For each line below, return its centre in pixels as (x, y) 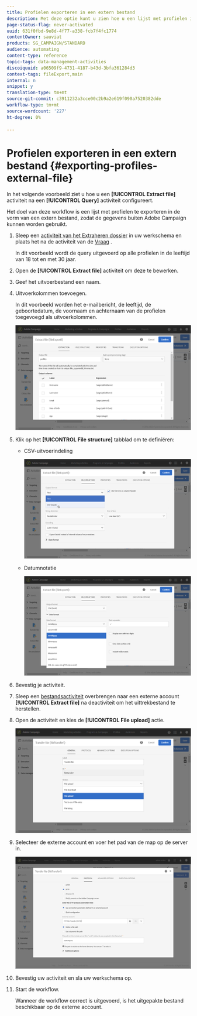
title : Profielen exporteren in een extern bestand (71, 12)
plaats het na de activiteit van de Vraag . (64, 242)
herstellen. (28, 709)
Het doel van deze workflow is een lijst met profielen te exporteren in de (94, 212)
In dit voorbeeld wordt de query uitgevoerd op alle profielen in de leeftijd (102, 253)
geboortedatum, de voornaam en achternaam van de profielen (90, 311)
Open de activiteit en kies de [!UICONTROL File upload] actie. (90, 720)
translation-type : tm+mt (37, 93)
